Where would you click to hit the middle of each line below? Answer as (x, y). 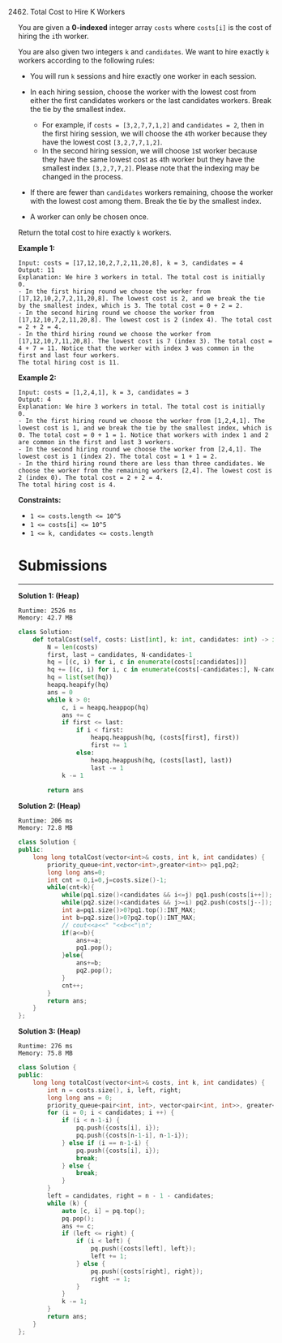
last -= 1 (107, 768)
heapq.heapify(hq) (78, 685)
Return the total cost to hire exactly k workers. (95, 232)
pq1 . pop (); (94, 948)
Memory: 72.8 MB (45, 828)
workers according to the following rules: (87, 60)
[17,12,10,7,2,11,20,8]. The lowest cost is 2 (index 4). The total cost (145, 320)
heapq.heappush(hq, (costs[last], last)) (161, 760)
